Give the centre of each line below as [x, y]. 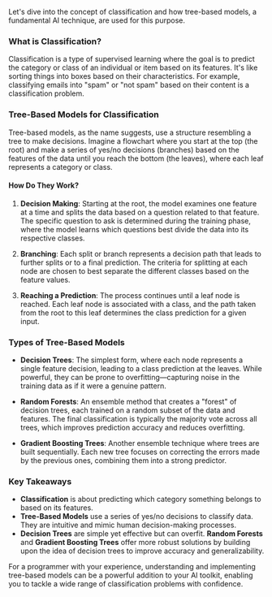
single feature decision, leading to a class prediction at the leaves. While [141, 369]
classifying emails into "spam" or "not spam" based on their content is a [129, 85]
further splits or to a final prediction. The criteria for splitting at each [134, 262]
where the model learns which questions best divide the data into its [134, 229]
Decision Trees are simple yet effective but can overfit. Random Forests [142, 534]
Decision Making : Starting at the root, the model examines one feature [138, 203]
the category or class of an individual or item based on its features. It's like [133, 67]
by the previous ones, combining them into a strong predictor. [123, 461]
